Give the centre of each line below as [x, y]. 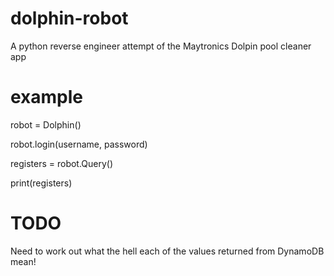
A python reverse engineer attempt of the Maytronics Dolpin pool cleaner [161, 46]
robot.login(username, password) [79, 144]
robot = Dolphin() [46, 124]
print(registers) [41, 183]
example [47, 97]
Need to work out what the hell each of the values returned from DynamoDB [167, 251]
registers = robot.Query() [62, 163]
